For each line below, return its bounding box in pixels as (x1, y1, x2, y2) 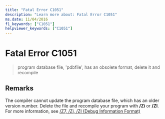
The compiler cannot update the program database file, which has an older (5, 97, 159, 103)
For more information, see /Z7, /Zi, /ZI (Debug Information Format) (5, 108, 141, 114)
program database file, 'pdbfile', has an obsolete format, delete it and (17, 64, 160, 70)
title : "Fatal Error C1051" (5, 7, 64, 13)
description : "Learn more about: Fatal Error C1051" (5, 12, 117, 17)
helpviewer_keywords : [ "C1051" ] (5, 26, 72, 31)
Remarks (5, 84, 34, 93)
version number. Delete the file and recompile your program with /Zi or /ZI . (5, 102, 159, 108)
